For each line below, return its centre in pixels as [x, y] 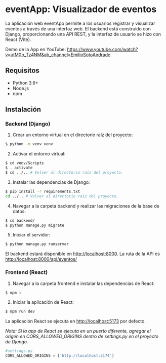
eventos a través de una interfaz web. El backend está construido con [78, 28]
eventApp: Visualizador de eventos [81, 9]
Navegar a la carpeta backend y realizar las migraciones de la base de [86, 206]
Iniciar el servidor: [31, 235]
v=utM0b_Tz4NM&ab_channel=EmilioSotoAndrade [58, 55]
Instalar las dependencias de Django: [51, 182]
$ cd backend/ [20, 220]
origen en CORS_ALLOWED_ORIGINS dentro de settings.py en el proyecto [82, 336]
